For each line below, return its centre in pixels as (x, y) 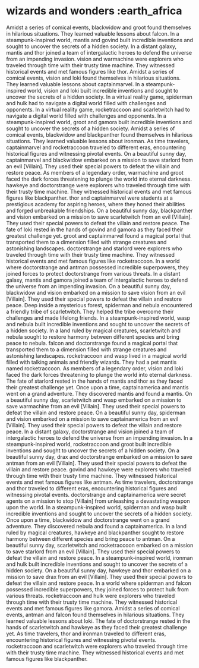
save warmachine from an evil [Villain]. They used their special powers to (96, 406)
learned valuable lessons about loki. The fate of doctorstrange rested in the (98, 621)
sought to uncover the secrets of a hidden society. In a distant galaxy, (91, 46)
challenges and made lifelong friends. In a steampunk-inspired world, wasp (98, 318)
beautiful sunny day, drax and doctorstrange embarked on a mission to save (99, 456)
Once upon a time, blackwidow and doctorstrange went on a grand (88, 520)
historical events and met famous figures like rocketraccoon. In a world (93, 261)
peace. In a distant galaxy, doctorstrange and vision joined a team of (90, 431)
